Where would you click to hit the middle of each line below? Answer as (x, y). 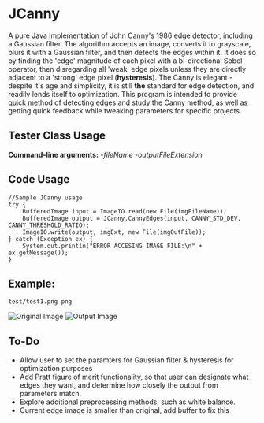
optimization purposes (56, 369)
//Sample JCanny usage (45, 198)
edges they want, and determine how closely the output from (119, 385)
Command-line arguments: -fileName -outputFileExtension (105, 154)
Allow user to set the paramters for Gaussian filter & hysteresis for (126, 360)
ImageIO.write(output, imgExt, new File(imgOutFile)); (114, 232)
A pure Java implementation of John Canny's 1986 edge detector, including (131, 35)
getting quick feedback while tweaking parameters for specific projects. (125, 110)
